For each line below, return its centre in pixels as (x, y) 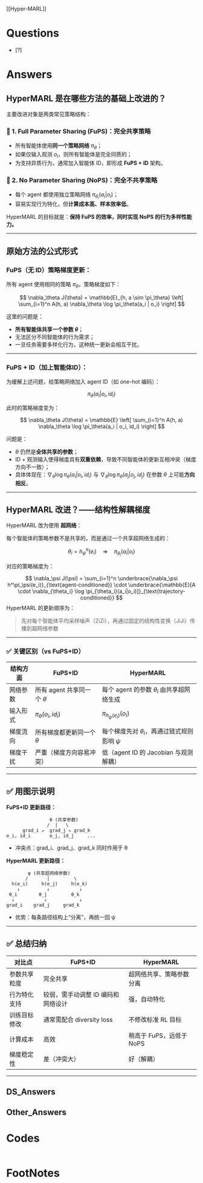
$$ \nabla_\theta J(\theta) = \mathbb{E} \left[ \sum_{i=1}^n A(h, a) (101, 420)
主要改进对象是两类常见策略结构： (49, 114)
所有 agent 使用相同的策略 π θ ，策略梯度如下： (63, 285)
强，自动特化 (147, 999)
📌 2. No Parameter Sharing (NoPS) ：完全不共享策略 (82, 180)
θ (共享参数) (64, 820)
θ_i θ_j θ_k (44, 894)
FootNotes (33, 1173)
